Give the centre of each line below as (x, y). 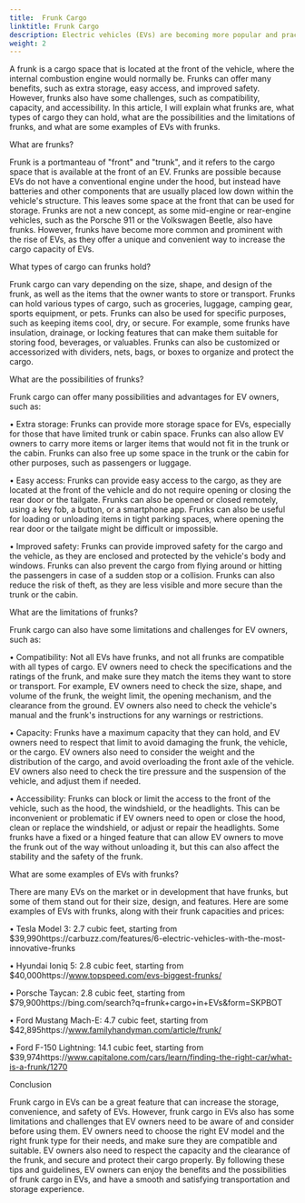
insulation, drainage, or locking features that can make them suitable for (144, 333)
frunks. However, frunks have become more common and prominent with (146, 230)
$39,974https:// (39, 1058)
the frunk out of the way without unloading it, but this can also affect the (144, 847)
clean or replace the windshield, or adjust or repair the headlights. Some (144, 827)
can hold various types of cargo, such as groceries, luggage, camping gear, (151, 304)
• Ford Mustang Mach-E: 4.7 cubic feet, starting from (109, 1020)
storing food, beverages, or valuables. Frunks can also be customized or (145, 343)
